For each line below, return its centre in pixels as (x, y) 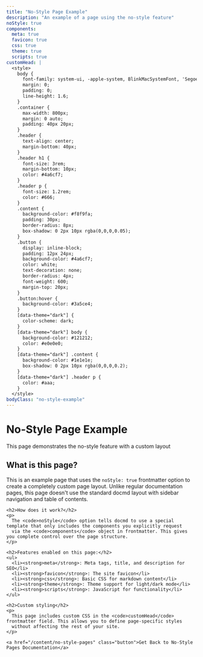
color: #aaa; (39, 383)
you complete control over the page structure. (67, 536)
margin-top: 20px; (45, 287)
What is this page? (42, 465)
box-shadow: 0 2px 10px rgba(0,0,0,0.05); (76, 231)
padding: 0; (37, 91)
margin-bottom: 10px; (50, 169)
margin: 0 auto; (43, 118)
